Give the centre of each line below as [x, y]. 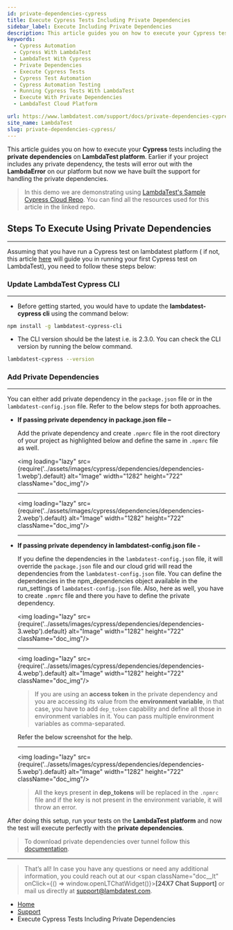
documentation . [46, 849]
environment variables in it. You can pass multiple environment [124, 716]
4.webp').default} [42, 673]
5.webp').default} [42, 771]
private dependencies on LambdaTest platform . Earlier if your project [108, 156]
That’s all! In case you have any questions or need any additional [116, 868]
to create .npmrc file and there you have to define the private [103, 595]
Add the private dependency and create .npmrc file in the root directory [119, 433]
